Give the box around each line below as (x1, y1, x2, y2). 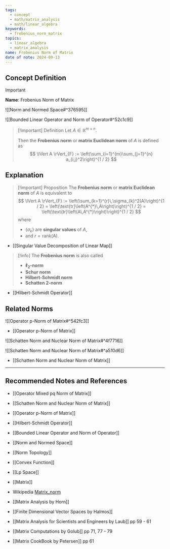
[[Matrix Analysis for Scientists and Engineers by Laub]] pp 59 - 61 (12, 518, 151, 524)
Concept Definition (5, 73, 67, 82)
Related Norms (5, 304, 53, 313)
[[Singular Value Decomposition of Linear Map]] (12, 242, 112, 249)
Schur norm (25, 269, 51, 275)
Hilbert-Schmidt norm (25, 274, 73, 281)
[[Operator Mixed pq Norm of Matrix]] (12, 390, 92, 396)
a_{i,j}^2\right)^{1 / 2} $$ (65, 156, 117, 162)
